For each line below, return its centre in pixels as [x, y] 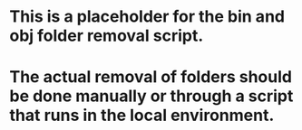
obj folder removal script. [107, 36]
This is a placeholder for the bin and [147, 17]
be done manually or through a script [151, 96]
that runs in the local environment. [142, 116]
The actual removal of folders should [151, 77]
